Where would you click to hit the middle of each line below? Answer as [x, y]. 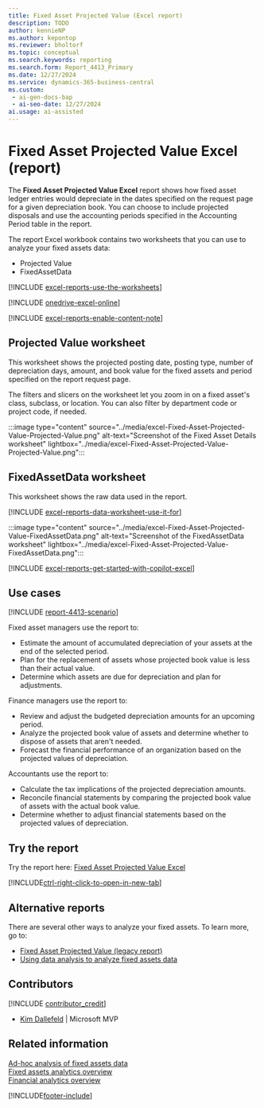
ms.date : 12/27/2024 [43, 75]
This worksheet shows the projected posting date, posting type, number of [131, 362]
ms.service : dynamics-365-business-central [82, 82]
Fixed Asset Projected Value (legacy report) [91, 951]
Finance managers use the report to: [68, 700]
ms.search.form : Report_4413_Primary [71, 68]
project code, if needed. [48, 412]
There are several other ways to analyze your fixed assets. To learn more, [128, 927]
